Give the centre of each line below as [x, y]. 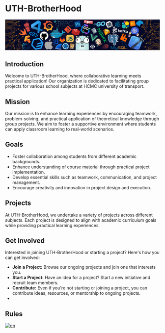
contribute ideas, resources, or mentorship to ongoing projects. [76, 293]
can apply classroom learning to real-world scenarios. [60, 129]
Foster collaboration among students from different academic [74, 156]
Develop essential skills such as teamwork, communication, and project [84, 177]
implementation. [28, 172]
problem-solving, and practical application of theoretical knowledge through [82, 119]
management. [26, 182]
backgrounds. [26, 161]
